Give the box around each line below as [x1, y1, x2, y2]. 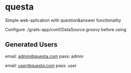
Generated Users [5, 40, 58, 49]
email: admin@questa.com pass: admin [5, 53, 84, 59]
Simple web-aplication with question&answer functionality [5, 17, 121, 23]
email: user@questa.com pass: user [5, 62, 77, 68]
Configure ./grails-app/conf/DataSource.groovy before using [5, 26, 127, 32]
